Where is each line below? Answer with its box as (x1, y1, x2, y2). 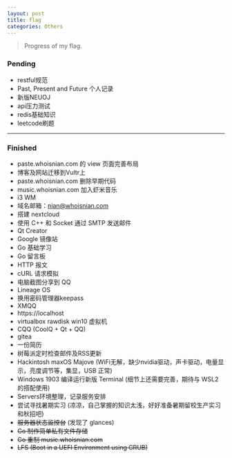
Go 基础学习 (17, 243, 52, 251)
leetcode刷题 (17, 119, 55, 127)
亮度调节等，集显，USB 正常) (29, 366, 113, 374)
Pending (7, 59, 36, 69)
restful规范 (17, 75, 48, 84)
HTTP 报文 (17, 260, 48, 269)
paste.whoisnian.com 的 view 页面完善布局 (17, 160, 139, 168)
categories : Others (7, 23, 64, 30)
